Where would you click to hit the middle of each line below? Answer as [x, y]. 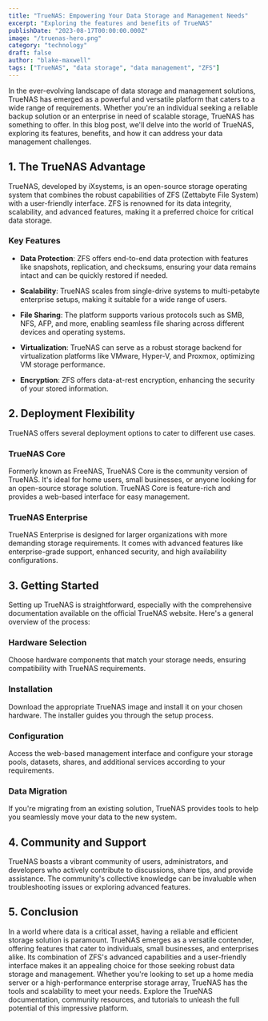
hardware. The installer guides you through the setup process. [111, 715]
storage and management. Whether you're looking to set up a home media [131, 974]
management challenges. [50, 142]
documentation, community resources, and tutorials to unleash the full [124, 999]
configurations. [33, 561]
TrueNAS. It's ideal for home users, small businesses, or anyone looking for [132, 479]
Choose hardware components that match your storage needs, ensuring [127, 660]
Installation [31, 689]
